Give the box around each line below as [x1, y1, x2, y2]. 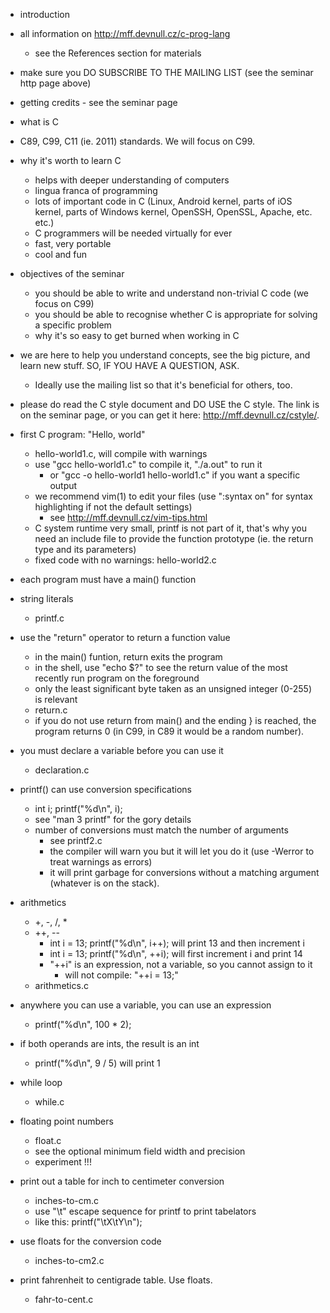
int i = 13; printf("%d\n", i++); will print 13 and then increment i [49, 937, 305, 949]
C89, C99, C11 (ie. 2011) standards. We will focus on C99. [19, 135, 256, 147]
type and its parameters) [34, 544, 137, 555]
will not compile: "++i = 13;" [64, 969, 179, 981]
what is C [19, 116, 59, 128]
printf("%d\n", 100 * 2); [34, 1019, 132, 1030]
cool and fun [34, 249, 88, 260]
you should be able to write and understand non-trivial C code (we [34, 287, 309, 299]
